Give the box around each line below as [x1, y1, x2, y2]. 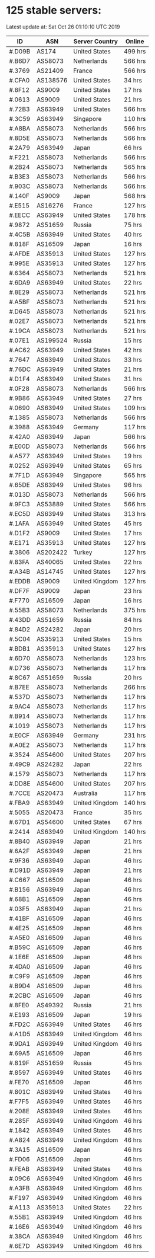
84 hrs [123, 615, 143, 624]
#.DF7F [9, 586, 30, 595]
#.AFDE [9, 250, 31, 258]
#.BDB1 [9, 644, 31, 653]
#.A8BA [9, 124, 31, 132]
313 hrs [123, 509, 146, 518]
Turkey [73, 548, 93, 556]
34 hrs [123, 76, 143, 84]
